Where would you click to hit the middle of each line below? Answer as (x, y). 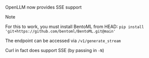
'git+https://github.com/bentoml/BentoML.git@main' (60, 31)
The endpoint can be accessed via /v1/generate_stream (63, 40)
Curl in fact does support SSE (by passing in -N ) (55, 50)
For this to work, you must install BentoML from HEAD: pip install (75, 26)
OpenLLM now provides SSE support (44, 7)
